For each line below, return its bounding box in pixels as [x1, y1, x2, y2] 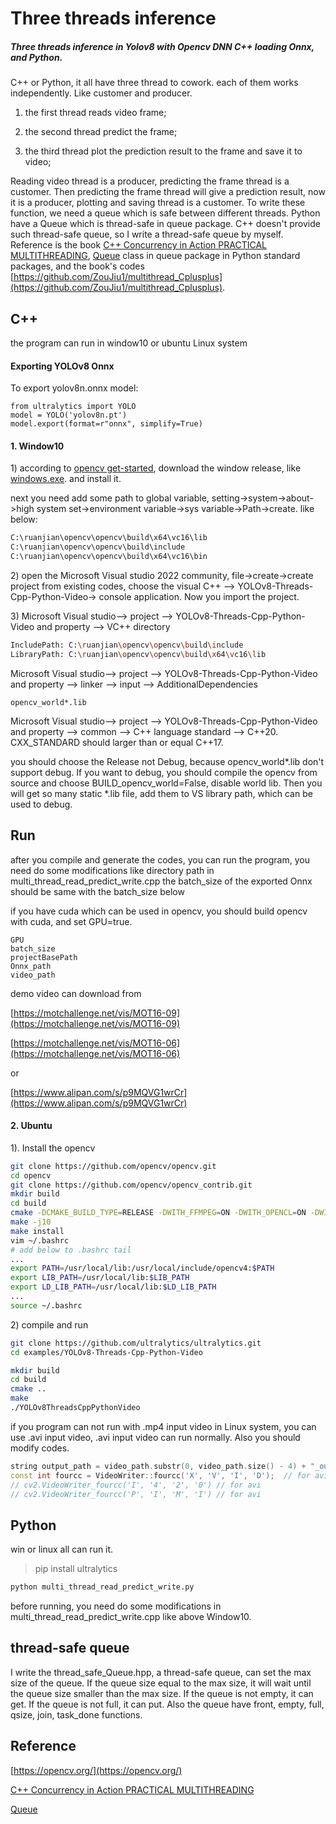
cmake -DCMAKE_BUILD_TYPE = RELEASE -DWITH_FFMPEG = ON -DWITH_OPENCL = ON [10, 1208, 307, 1218]
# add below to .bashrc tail [10, 1245, 132, 1255]
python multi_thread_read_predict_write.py [10, 1582, 195, 1592]
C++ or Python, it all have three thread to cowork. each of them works [10, 77, 299, 89]
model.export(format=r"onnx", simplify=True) [10, 419, 203, 429]
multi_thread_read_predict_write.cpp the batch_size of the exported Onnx [10, 875, 313, 887]
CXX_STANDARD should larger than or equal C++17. [10, 736, 224, 748]
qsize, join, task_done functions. [10, 1708, 143, 1721]
